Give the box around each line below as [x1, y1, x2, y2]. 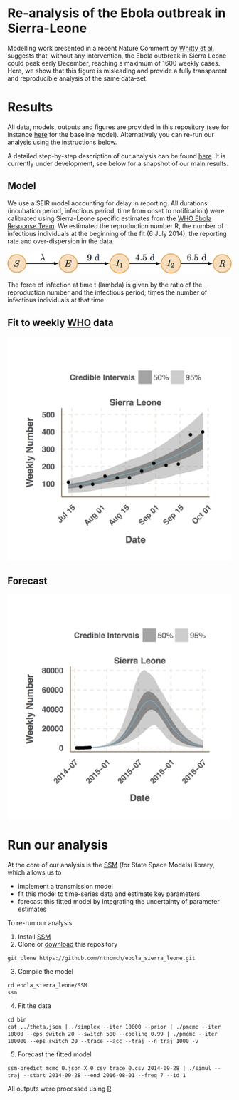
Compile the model [17, 967, 73, 975]
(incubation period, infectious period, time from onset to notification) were [7, 206, 225, 215]
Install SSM [17, 932, 51, 941]
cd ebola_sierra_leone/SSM [7, 982, 87, 989]
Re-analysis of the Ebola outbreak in [7, 5, 226, 21]
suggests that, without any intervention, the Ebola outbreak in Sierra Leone [7, 51, 227, 60]
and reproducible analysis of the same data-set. [7, 73, 148, 83]
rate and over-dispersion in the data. [7, 237, 115, 245]
